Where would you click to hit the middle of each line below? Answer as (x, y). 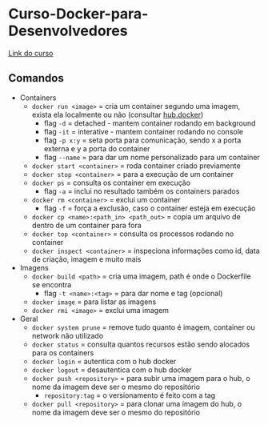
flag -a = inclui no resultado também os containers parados (142, 191)
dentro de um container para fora (86, 225)
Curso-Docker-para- (78, 14)
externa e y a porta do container (97, 148)
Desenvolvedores (68, 31)
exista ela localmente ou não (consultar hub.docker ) (118, 114)
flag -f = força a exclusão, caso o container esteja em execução (150, 208)
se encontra (52, 284)
